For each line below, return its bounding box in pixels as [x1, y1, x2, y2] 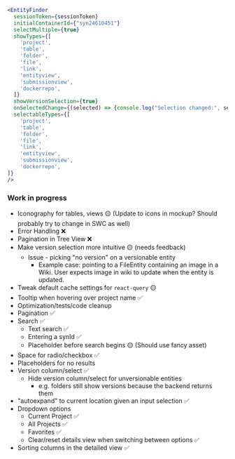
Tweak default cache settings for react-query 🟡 [17, 283, 157, 291]
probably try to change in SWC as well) [17, 219, 131, 227]
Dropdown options [17, 404, 71, 413]
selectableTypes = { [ [13, 111, 71, 118]
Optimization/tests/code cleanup [17, 301, 112, 310]
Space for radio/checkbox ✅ [17, 351, 100, 359]
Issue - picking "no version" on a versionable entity [27, 253, 176, 261]
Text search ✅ [27, 324, 69, 333]
